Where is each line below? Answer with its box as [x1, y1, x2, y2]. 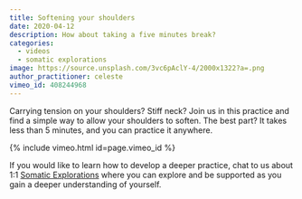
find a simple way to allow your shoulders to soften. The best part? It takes [9, 115, 288, 126]
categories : [9, 38, 54, 48]
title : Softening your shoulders [9, 13, 136, 23]
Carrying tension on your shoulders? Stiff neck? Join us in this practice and [9, 105, 289, 116]
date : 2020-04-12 [9, 22, 75, 31]
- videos [17, 47, 51, 56]
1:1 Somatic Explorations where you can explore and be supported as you [9, 169, 282, 180]
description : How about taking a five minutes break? [9, 30, 217, 39]
